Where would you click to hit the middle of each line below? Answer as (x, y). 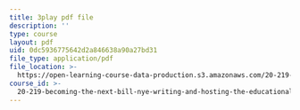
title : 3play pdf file (51, 17)
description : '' (39, 26)
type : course (33, 34)
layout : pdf (31, 42)
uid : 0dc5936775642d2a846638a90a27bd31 (83, 51)
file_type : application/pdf (62, 59)
